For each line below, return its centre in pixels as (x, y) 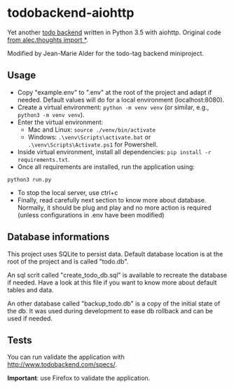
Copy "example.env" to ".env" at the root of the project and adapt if (115, 92)
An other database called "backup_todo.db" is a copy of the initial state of (114, 303)
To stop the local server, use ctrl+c (68, 192)
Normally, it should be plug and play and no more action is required (114, 207)
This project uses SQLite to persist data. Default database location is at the (115, 254)
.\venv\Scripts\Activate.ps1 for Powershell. (93, 144)
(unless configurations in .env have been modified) (91, 214)
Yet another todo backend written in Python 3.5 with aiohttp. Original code (114, 32)
